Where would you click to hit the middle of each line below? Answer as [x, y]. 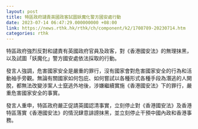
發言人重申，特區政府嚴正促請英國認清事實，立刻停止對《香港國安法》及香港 [99, 105]
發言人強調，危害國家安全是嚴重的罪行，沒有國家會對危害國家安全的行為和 [96, 71]
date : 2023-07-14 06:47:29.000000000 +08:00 [62, 22]
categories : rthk [27, 34]
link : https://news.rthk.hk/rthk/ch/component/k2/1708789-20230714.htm [96, 28]
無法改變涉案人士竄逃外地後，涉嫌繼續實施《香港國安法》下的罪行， [104, 85]
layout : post [22, 11]
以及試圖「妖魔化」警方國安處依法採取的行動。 [63, 58]
